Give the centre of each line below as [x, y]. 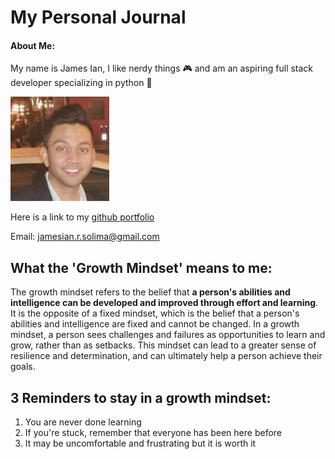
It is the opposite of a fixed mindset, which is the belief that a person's [155, 313]
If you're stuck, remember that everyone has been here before [153, 433]
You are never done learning [83, 422]
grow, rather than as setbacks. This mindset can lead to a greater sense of [163, 345]
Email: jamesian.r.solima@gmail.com [85, 237]
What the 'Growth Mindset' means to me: [141, 267]
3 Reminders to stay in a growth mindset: [141, 397]
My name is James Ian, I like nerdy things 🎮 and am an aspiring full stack [162, 68]
